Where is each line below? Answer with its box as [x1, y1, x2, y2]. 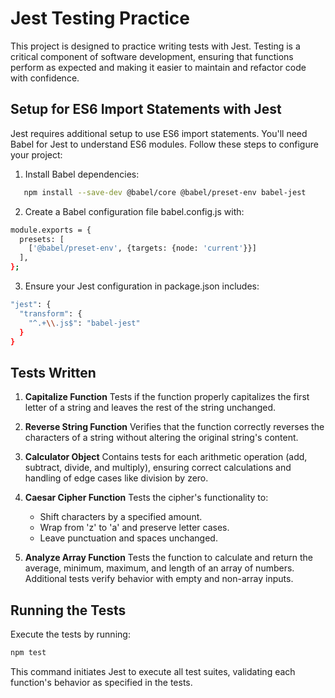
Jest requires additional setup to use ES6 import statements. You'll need [10, 127, 308, 139]
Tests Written [10, 364, 97, 381]
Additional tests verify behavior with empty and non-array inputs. [24, 573, 294, 585]
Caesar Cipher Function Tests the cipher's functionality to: [24, 492, 269, 504]
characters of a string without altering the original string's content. [24, 432, 299, 444]
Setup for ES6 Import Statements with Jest [10, 101, 282, 118]
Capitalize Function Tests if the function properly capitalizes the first [24, 391, 310, 403]
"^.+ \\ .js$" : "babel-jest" [28, 318, 141, 328]
